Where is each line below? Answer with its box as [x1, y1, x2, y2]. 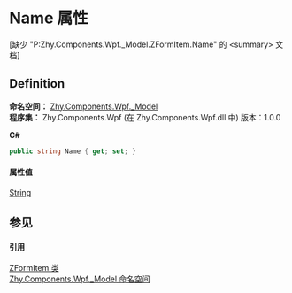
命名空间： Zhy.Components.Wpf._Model [9, 101, 158, 112]
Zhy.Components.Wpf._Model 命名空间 [9, 274, 150, 284]
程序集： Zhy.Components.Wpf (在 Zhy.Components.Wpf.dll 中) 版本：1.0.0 [9, 112, 281, 122]
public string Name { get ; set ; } [9, 147, 137, 156]
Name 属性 [9, 8, 88, 28]
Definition [9, 76, 65, 91]
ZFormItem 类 [9, 263, 59, 274]
